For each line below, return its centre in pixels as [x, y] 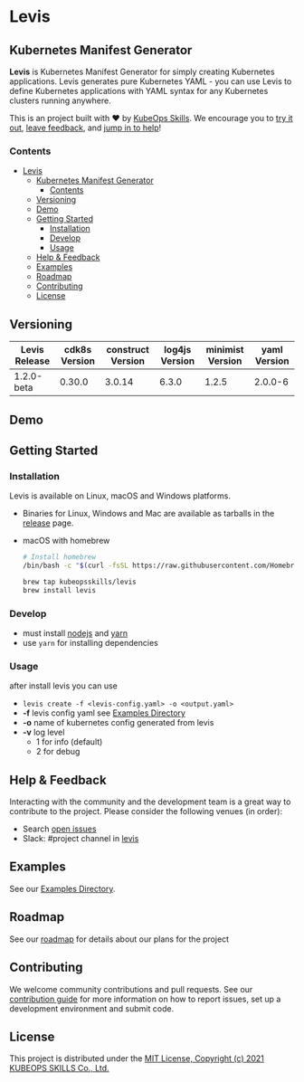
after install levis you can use [63, 686]
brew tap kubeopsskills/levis [80, 582]
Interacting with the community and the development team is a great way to [150, 802]
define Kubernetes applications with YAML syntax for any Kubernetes [139, 91]
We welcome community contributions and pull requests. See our [131, 989]
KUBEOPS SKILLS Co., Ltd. [60, 1068]
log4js [178, 350]
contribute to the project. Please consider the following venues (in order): [146, 811]
